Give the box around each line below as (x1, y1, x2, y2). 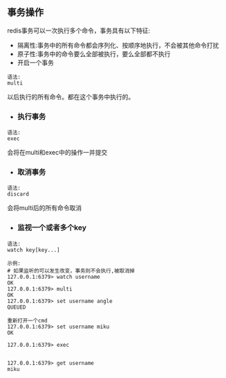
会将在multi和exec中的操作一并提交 (7, 148, 108, 157)
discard (7, 191, 30, 198)
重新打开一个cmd (7, 317, 48, 324)
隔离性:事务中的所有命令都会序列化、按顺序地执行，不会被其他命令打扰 (17, 41, 219, 49)
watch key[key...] (7, 246, 60, 253)
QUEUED (7, 304, 26, 311)
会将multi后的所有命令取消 (7, 204, 82, 212)
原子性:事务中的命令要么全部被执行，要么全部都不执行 (17, 49, 171, 58)
